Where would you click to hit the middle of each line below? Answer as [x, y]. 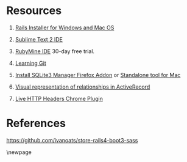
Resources [34, 11]
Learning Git [31, 63]
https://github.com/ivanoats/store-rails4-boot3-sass [72, 140]
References [36, 123]
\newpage [19, 152]
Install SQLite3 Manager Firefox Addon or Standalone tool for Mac [98, 75]
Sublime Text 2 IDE [39, 39]
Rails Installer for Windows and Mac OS [65, 28]
